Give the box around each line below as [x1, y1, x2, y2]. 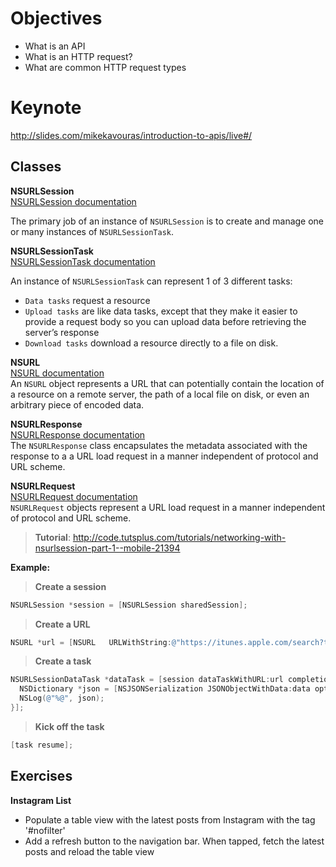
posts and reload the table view [24, 845, 155, 857]
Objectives [10, 7, 103, 30]
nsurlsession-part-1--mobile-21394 [34, 542, 181, 554]
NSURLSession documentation [10, 195, 137, 207]
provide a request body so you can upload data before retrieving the [24, 315, 307, 327]
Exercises [10, 768, 73, 785]
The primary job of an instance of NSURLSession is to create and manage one [10, 215, 325, 227]
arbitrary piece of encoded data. [10, 398, 145, 411]
